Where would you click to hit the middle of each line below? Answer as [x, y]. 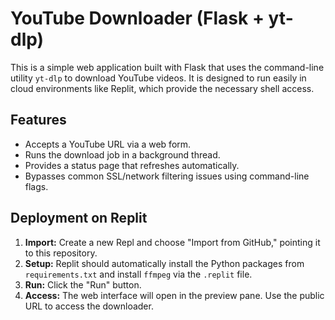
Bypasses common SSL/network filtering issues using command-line [167, 176]
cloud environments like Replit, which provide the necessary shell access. [162, 88]
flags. [36, 186]
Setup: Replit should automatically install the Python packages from [164, 263]
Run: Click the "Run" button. [83, 284]
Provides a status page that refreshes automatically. [132, 165]
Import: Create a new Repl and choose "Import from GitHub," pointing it [172, 242]
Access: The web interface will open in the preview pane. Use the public [174, 295]
